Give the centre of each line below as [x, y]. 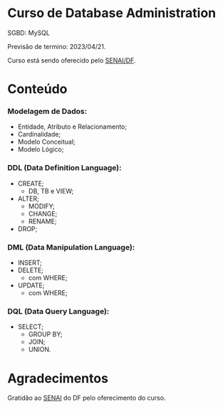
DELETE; [31, 270]
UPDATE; [31, 285]
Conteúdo [37, 89]
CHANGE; [43, 213]
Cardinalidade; [39, 134]
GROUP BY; [45, 334]
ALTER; [28, 198]
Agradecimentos [58, 378]
